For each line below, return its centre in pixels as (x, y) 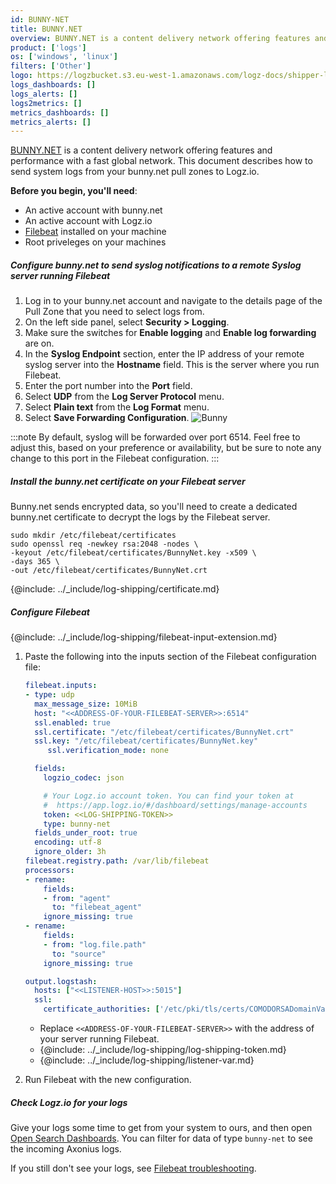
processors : (49, 870)
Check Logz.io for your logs (69, 1102)
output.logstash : (61, 981)
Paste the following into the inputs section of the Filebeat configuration (170, 657)
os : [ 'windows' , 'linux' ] (64, 57)
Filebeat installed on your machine (95, 232)
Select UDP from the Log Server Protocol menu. (124, 397)
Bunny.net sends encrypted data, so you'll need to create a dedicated (154, 507)
